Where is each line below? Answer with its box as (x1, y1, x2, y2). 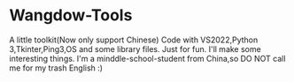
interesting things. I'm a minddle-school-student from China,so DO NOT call (9, 53, 286, 63)
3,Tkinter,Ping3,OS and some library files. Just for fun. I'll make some (9, 43, 261, 54)
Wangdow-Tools (9, 5, 133, 26)
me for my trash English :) (9, 63, 104, 73)
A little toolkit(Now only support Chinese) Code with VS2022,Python (9, 34, 259, 45)
